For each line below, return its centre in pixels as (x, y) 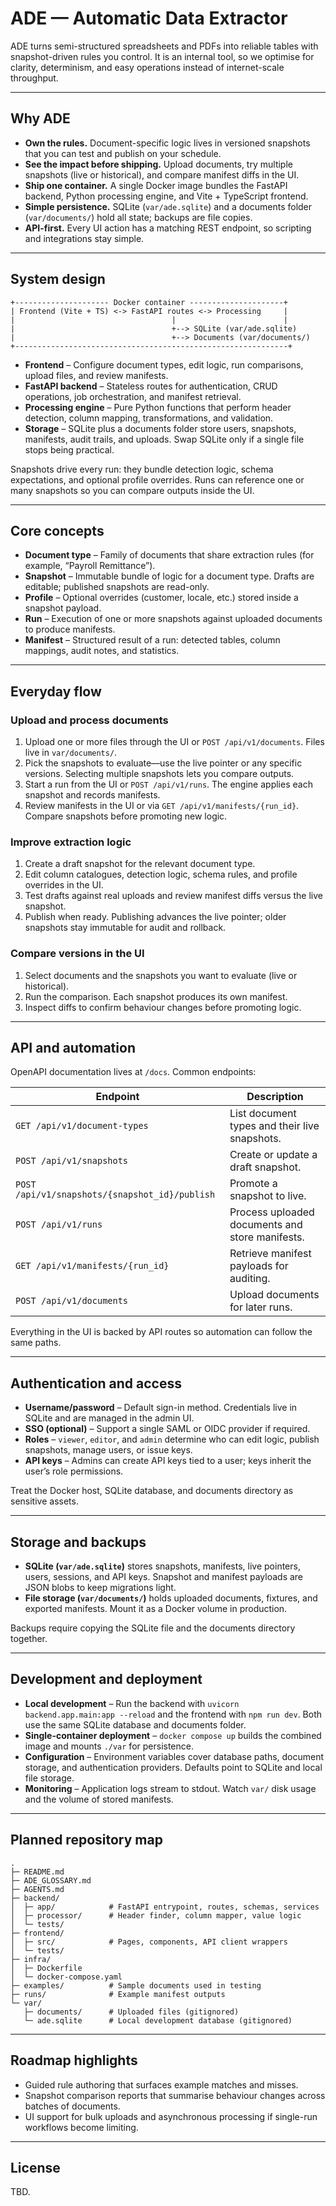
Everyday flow (56, 691)
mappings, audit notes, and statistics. (102, 651)
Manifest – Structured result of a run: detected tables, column (152, 640)
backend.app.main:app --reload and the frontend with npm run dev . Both (173, 1714)
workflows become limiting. (81, 2127)
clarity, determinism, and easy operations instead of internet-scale (147, 67)
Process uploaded (272, 1212)
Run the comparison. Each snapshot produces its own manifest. (156, 996)
